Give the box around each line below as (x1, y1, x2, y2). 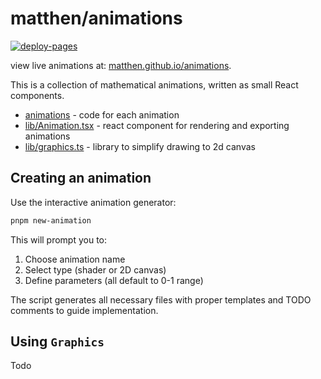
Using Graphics (10, 333, 105, 351)
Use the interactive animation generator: (10, 196, 177, 208)
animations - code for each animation (24, 108, 180, 121)
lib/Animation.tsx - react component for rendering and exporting (24, 119, 290, 131)
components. (10, 89, 65, 101)
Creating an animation (10, 170, 152, 187)
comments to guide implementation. (10, 304, 159, 316)
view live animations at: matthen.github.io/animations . (10, 59, 232, 71)
